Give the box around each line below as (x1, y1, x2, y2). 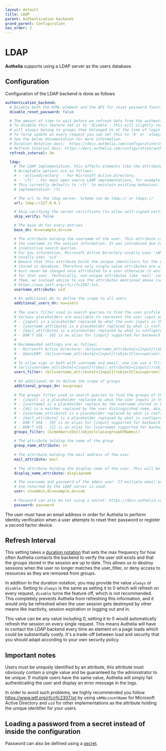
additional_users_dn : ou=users (14, 301, 79, 306)
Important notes (5, 651, 56, 660)
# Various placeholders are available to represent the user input (14, 314, 156, 319)
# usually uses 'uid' (14, 255, 58, 260)
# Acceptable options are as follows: (14, 168, 94, 173)
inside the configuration (5, 727, 81, 736)
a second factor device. (5, 522, 53, 528)
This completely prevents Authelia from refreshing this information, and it (5, 596, 154, 602)
